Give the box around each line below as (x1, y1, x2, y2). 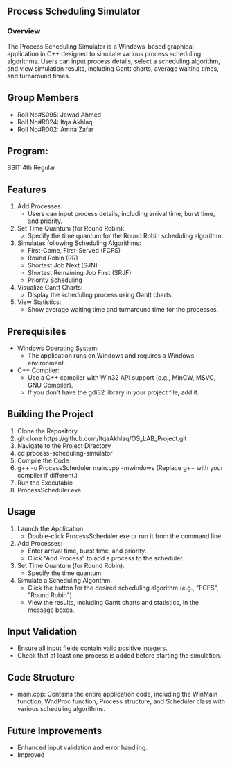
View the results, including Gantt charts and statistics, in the (27, 598, 199, 606)
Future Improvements (7, 725, 102, 737)
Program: (7, 145, 48, 157)
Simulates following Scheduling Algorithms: (17, 239, 141, 247)
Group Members (7, 92, 80, 103)
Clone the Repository (17, 426, 78, 435)
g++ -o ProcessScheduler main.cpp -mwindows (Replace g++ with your (17, 463, 224, 472)
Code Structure (7, 672, 75, 683)
